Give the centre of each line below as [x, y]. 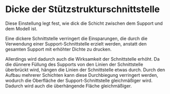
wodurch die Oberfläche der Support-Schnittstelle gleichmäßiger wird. [79, 80]
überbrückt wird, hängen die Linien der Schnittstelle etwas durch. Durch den [85, 70]
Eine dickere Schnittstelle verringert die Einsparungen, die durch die [76, 38]
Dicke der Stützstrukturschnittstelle [82, 9]
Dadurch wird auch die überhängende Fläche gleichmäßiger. [69, 86]
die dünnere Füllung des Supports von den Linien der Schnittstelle [74, 64]
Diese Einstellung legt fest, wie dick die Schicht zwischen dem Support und [84, 23]
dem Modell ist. [21, 28]
